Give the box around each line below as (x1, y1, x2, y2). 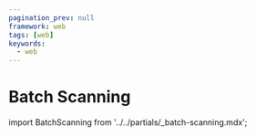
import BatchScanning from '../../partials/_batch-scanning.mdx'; (8, 117, 248, 128)
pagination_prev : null (8, 13, 95, 23)
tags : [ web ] (8, 30, 54, 39)
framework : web (8, 22, 67, 31)
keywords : (8, 38, 46, 48)
